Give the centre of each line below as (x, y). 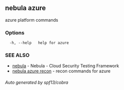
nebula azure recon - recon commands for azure (61, 71)
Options (15, 32)
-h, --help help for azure (39, 43)
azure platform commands (32, 20)
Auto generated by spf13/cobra (37, 82)
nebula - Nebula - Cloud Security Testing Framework (65, 66)
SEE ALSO (17, 55)
